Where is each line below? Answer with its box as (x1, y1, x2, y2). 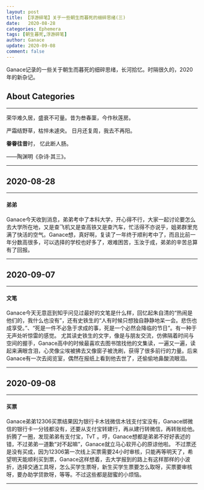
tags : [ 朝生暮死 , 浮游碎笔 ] (6, 32, 67, 38)
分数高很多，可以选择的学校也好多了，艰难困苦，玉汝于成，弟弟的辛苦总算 (11, 238, 198, 246)
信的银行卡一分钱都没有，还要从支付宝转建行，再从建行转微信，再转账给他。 (6, 425, 198, 432)
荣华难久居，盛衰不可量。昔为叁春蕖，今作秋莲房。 (6, 114, 134, 121)
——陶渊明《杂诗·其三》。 (6, 152, 70, 160)
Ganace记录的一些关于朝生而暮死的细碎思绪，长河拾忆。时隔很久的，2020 (6, 66, 193, 73)
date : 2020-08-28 (6, 20, 56, 26)
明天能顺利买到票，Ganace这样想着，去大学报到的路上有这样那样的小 (11, 455, 185, 463)
